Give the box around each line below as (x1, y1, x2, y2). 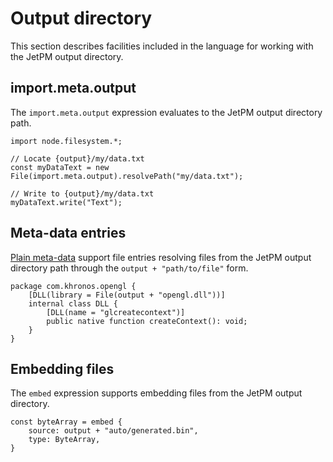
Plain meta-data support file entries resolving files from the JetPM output (10, 251, 312, 263)
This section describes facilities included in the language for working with (10, 40, 314, 52)
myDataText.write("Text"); (10, 197, 123, 207)
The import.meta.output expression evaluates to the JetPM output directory (10, 106, 323, 118)
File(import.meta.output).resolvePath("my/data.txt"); (10, 171, 244, 181)
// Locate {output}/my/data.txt (10, 153, 145, 164)
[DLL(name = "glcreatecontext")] (46, 307, 186, 317)
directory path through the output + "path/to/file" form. (10, 262, 249, 274)
